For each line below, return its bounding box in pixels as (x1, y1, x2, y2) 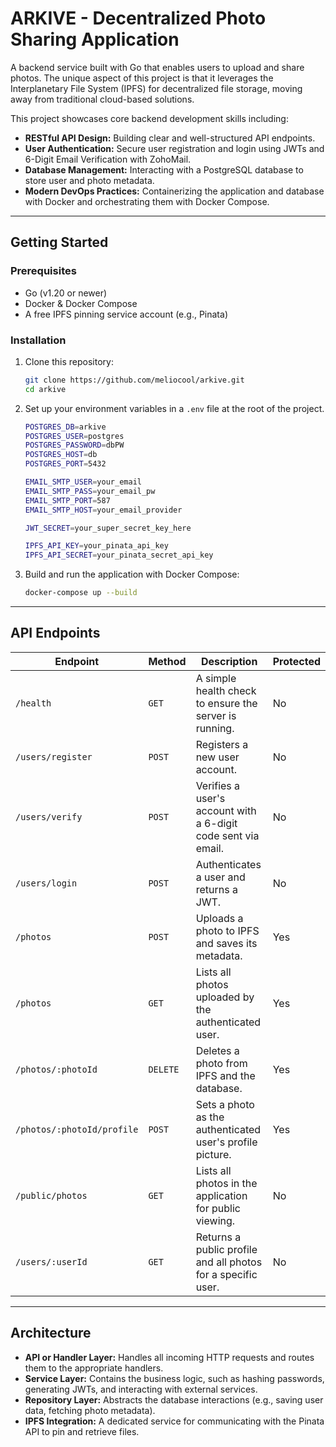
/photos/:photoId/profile (15, 1123, 139, 1135)
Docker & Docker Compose (24, 297, 138, 309)
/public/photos (15, 1190, 88, 1201)
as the (195, 1110, 225, 1124)
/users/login (15, 877, 78, 889)
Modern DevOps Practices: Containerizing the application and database (24, 185, 325, 197)
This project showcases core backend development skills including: (10, 112, 289, 124)
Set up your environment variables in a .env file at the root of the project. (24, 402, 325, 414)
